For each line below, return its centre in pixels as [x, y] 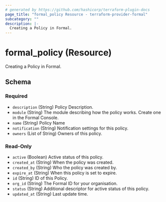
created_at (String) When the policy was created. [63, 162]
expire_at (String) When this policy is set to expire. [65, 173]
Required [16, 96]
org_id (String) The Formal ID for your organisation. [65, 184]
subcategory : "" [22, 19]
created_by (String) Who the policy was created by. [65, 168]
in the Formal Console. [35, 118]
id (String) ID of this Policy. [40, 178]
